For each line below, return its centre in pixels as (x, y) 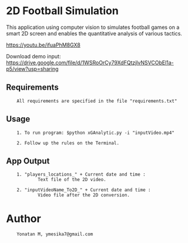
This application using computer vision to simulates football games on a (93, 27)
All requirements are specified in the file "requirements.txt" (97, 101)
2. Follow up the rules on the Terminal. (68, 143)
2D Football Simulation (62, 11)
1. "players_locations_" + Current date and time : (81, 175)
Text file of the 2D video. (72, 180)
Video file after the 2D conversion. (84, 195)
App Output (28, 161)
